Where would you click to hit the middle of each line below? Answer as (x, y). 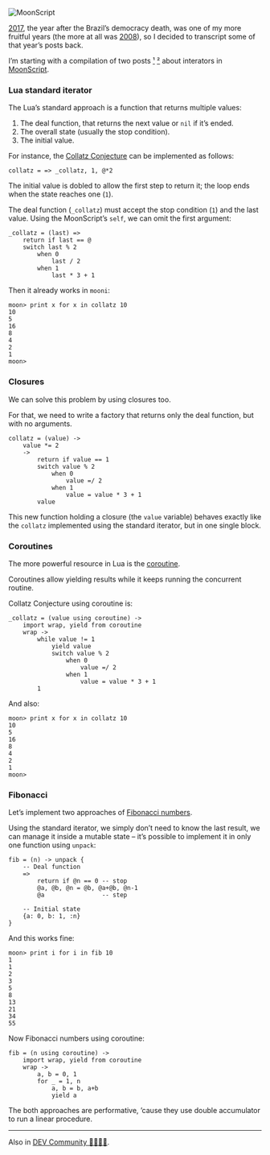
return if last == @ (57, 240)
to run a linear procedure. (51, 1119)
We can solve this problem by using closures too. (90, 399)
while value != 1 (66, 639)
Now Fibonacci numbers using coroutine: (76, 1038)
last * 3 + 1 (73, 275)
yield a (64, 1095)
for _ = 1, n (59, 1082)
